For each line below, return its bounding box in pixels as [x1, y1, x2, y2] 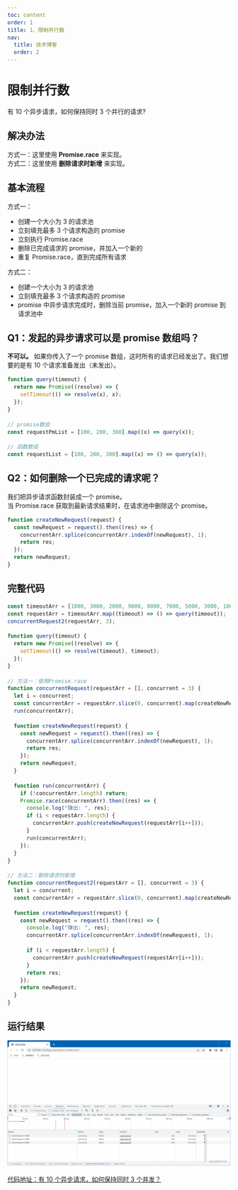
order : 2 [13, 49, 40, 56]
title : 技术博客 [13, 41, 58, 49]
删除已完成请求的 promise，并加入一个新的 [17, 243, 143, 252]
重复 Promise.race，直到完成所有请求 [17, 252, 127, 261]
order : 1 [7, 18, 33, 26]
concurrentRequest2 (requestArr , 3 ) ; [7, 618, 115, 625]
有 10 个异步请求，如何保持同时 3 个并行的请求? [7, 107, 147, 116]
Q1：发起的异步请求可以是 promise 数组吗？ [7, 332, 200, 344]
